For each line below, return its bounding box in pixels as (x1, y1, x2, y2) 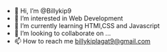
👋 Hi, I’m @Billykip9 (14, 7, 72, 15)
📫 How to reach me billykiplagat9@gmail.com (14, 37, 151, 45)
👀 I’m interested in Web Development (14, 14, 123, 22)
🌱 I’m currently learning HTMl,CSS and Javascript (14, 22, 161, 30)
